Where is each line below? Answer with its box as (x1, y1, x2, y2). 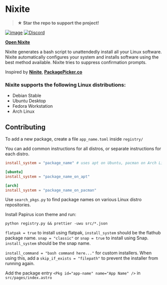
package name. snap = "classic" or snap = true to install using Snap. (5, 235, 149, 241)
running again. (5, 261, 35, 267)
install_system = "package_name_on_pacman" (5, 188, 97, 193)
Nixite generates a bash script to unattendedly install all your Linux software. (5, 49, 162, 55)
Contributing (5, 123, 46, 131)
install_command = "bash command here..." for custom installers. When (5, 250, 152, 256)
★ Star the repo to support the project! (17, 20, 99, 26)
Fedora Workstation (12, 103, 53, 109)
